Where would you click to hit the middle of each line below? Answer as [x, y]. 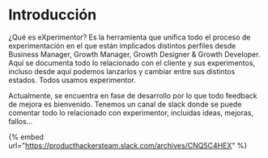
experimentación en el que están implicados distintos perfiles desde [122, 45]
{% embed [26, 137]
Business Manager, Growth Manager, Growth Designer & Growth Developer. [134, 54]
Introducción [53, 15]
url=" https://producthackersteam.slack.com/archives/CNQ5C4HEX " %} [128, 145]
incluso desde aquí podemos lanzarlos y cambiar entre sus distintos [122, 71]
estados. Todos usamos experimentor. [72, 80]
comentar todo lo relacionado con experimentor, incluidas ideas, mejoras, [131, 112]
